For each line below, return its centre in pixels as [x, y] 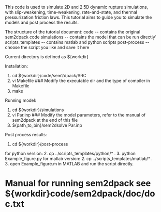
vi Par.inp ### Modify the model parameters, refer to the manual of [79, 115]
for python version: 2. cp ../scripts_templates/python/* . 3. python [70, 153]
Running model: [21, 100]
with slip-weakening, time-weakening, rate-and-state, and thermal [71, 12]
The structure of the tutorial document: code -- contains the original [73, 32]
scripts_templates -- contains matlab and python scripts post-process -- [77, 42]
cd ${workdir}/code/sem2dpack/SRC [49, 75]
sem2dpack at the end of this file [45, 120]
